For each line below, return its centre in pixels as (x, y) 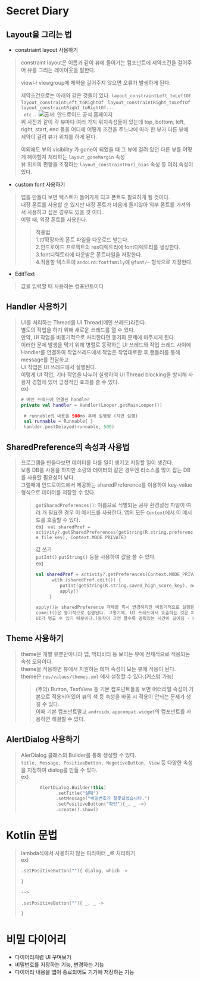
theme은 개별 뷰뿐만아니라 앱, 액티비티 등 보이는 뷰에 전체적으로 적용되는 (105, 654)
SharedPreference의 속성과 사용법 (68, 447)
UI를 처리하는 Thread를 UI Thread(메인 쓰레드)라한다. (84, 322)
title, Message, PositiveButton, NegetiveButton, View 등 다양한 (101, 762)
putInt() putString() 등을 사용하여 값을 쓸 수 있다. (96, 557)
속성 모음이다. (37, 661)
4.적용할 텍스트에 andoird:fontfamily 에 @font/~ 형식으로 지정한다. (114, 262)
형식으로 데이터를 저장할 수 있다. (58, 492)
